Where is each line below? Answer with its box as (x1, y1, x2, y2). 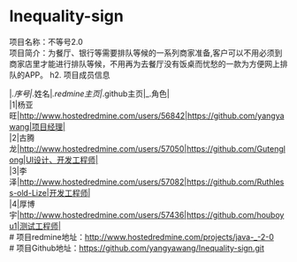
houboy (255, 209, 285, 220)
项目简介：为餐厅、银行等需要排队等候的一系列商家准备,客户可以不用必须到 (9, 47, 283, 58)
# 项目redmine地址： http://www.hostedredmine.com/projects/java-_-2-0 (9, 231, 274, 242)
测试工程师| (19, 221, 62, 231)
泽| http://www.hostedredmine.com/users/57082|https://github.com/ (9, 176, 258, 187)
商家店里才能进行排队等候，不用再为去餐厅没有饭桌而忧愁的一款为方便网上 (9, 58, 280, 69)
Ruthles (256, 176, 285, 187)
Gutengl (256, 143, 286, 153)
